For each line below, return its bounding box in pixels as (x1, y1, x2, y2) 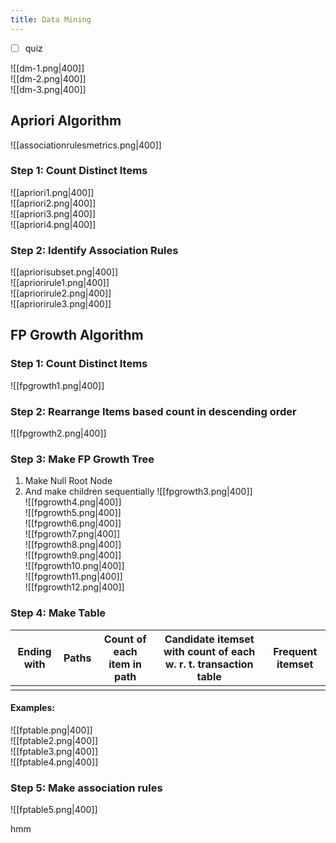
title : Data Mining (10, 14, 92, 25)
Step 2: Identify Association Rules (10, 243, 179, 257)
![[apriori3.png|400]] (10, 207, 97, 220)
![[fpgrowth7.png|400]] (24, 528, 121, 540)
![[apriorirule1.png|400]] (10, 277, 110, 289)
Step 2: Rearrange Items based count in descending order (10, 404, 297, 418)
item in (108, 657, 143, 671)
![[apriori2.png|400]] (10, 197, 97, 209)
